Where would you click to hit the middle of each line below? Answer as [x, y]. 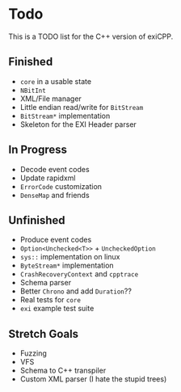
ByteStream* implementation [67, 266]
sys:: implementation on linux [70, 257]
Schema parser [45, 283]
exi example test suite [57, 309]
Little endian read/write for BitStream [82, 107]
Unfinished [37, 220]
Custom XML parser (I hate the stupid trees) [93, 379]
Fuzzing [33, 353]
